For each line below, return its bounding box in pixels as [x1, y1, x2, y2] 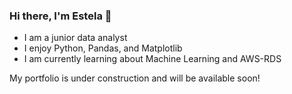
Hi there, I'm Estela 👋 [9, 9, 112, 23]
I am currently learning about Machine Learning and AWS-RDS [23, 53, 282, 65]
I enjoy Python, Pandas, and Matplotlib [23, 42, 183, 54]
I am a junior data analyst [23, 32, 128, 44]
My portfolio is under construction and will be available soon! [9, 72, 261, 84]
